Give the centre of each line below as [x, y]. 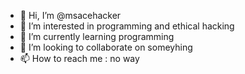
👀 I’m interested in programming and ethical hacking [127, 26]
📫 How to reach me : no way [79, 58]
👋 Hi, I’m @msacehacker [70, 15]
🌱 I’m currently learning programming [97, 36]
